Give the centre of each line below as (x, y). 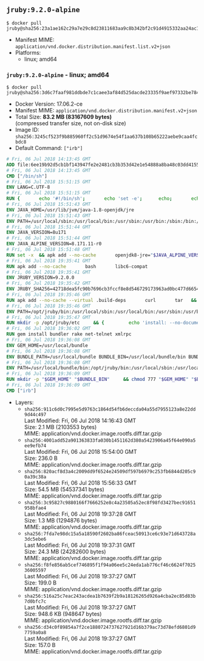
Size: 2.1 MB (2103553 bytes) (60, 427)
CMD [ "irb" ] (21, 391)
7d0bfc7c (35, 601)
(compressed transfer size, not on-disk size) (70, 123)
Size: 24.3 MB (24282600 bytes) (65, 551)
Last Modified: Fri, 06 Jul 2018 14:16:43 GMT (80, 420)
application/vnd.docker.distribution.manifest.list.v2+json (93, 46)
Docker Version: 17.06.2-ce (49, 104)
